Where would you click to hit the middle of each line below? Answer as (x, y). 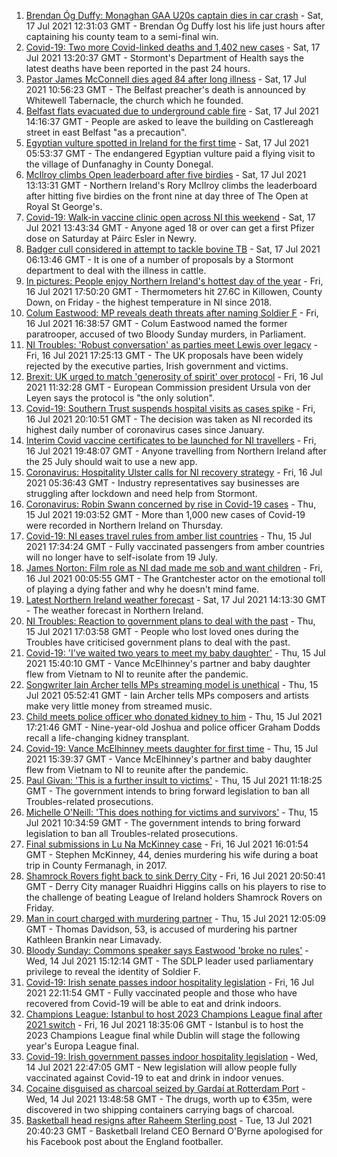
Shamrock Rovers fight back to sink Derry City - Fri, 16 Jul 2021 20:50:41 (175, 876)
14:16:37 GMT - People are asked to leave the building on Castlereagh (169, 121)
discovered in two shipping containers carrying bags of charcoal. (160, 1109)
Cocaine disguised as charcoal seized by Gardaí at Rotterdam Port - (165, 1088)
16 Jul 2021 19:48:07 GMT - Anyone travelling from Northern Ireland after (176, 451)
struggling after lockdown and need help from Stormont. (141, 493)
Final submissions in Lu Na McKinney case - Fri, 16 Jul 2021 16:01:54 (167, 844)
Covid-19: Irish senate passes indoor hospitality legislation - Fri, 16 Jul (169, 982)
